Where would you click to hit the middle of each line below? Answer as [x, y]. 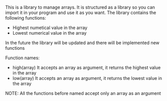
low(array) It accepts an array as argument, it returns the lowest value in [87, 78]
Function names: [22, 58]
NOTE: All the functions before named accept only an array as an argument [83, 93]
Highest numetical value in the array [50, 28]
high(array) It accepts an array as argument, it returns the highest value [87, 68]
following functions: [26, 18]
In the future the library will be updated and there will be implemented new [82, 43]
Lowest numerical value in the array [50, 33]
